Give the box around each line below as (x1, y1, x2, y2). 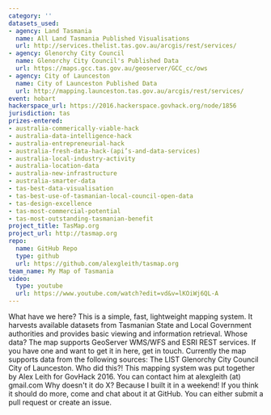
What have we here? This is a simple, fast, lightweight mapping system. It (8, 312, 253, 321)
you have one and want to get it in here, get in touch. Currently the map (8, 346, 247, 355)
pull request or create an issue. (8, 397, 112, 407)
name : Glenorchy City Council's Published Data (15, 57, 180, 65)
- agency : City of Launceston (8, 72, 111, 80)
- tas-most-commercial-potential (8, 207, 121, 215)
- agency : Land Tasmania (8, 27, 92, 35)
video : (8, 275, 31, 283)
